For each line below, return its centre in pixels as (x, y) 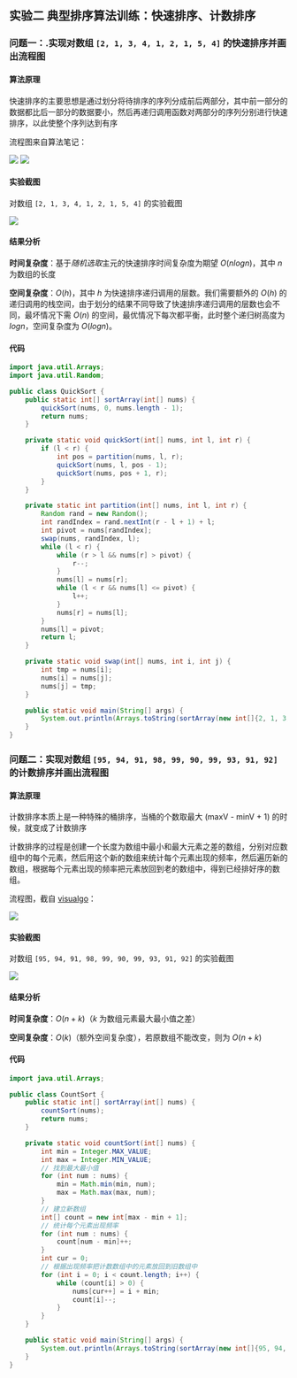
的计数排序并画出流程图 (59, 773)
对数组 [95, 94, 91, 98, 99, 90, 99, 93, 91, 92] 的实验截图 (122, 958)
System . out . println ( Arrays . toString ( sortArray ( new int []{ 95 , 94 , (164, 1348)
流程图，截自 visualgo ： (53, 899)
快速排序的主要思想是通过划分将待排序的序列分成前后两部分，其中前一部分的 (148, 101)
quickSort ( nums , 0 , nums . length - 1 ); (112, 408)
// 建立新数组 (64, 1209)
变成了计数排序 (59, 828)
